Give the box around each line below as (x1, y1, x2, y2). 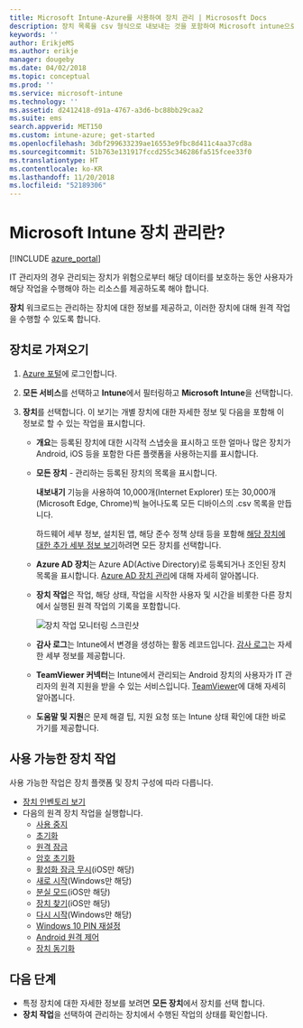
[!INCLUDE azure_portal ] (9, 254, 101, 264)
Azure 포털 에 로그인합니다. (22, 367, 117, 379)
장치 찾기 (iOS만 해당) (35, 897, 111, 908)
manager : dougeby (9, 55, 75, 64)
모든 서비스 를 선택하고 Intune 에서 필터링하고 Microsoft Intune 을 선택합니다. (22, 387, 294, 398)
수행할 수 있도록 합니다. (18, 313, 101, 325)
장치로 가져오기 (9, 342, 89, 357)
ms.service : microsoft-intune (9, 88, 124, 97)
